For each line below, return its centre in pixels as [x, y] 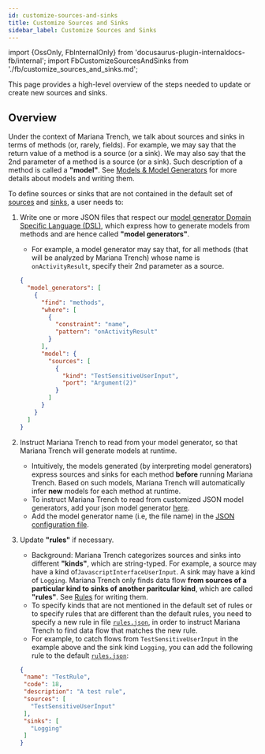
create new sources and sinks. [58, 93]
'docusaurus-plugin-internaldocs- [190, 53]
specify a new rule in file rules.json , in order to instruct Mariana [136, 622]
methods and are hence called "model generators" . [105, 234]
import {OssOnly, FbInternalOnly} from [71, 53]
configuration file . [60, 524]
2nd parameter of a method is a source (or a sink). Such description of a [125, 162]
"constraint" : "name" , [92, 325]
